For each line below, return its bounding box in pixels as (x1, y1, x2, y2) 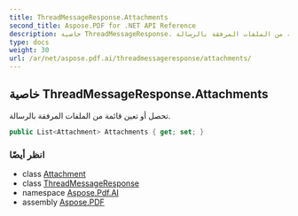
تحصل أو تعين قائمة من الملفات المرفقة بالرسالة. (9, 110, 171, 120)
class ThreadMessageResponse (21, 178, 140, 189)
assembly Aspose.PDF (21, 197, 105, 207)
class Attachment (21, 168, 86, 179)
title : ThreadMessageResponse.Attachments (9, 12, 169, 22)
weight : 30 (9, 46, 50, 55)
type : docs (9, 37, 50, 47)
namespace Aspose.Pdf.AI (21, 187, 120, 197)
